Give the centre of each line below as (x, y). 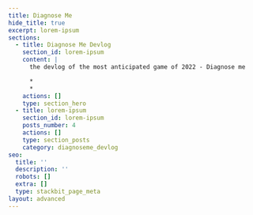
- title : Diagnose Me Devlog (63, 45)
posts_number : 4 (49, 126)
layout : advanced (37, 198)
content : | (40, 60)
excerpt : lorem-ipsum (44, 30)
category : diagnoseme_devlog (70, 147)
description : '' (42, 170)
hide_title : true (37, 23)
